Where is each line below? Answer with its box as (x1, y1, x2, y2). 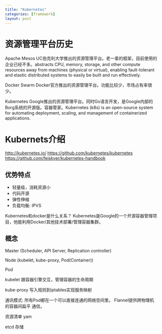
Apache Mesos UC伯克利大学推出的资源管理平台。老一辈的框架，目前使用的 (5, 55, 158, 61)
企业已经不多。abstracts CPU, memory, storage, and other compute (5, 62, 141, 67)
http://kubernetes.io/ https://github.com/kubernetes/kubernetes (5, 150, 133, 156)
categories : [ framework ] (5, 12, 55, 17)
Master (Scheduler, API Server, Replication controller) (5, 248, 112, 253)
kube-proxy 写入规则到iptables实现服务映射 (5, 287, 92, 293)
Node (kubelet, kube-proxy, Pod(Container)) (5, 257, 94, 263)
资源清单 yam (5, 314, 32, 319)
